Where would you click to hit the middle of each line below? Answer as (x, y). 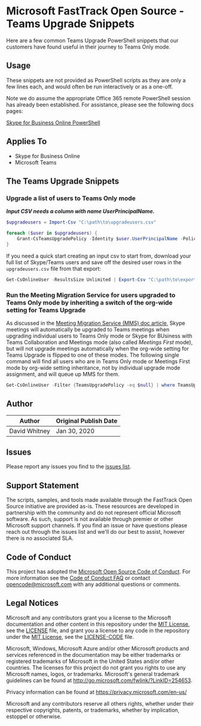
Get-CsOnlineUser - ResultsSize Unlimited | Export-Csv (76, 280)
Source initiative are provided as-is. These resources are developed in (93, 506)
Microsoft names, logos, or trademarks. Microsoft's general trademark (93, 674)
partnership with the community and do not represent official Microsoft (94, 513)
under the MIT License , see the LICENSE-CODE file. (70, 637)
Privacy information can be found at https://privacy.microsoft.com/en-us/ (97, 692)
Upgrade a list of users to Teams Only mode (71, 198)
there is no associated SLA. (40, 538)
